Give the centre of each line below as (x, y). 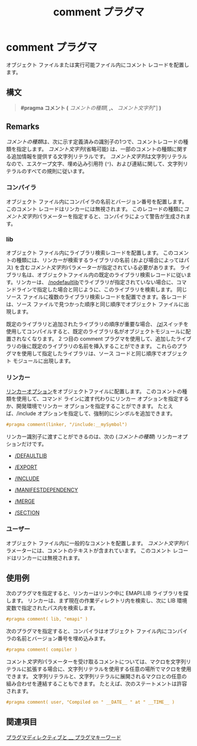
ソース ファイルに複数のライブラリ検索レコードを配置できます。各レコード (96, 297)
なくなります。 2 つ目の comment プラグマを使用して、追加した (99, 339)
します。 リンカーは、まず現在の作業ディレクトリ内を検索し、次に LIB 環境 (97, 601)
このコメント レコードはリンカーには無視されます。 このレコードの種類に (95, 209)
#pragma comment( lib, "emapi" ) (47, 619)
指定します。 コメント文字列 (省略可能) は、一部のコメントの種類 (94, 149)
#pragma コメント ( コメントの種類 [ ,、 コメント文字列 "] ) (91, 108)
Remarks (23, 127)
